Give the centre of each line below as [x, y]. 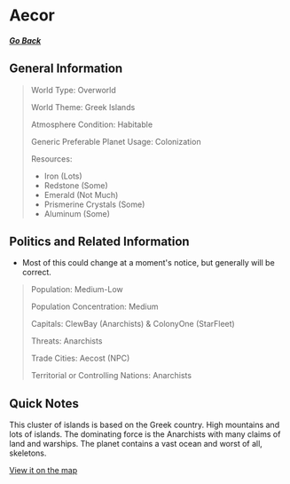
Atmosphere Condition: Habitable [92, 124]
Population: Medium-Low [77, 290]
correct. [36, 273]
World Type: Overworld [74, 90]
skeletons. [28, 453]
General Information [66, 69]
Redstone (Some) [76, 185]
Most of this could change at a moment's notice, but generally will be [148, 263]
